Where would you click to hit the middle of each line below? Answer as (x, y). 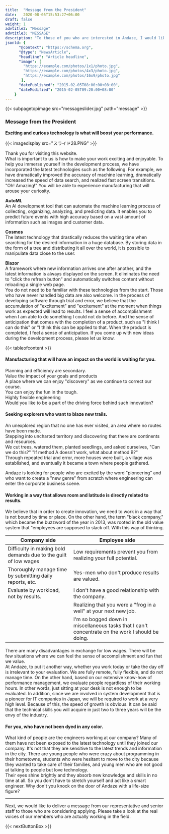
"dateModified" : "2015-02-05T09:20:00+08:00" (67, 90)
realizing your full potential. (105, 558)
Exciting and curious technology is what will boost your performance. (79, 133)
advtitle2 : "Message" (28, 29)
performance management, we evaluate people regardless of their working (83, 683)
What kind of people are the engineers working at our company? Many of (81, 738)
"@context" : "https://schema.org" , (56, 47)
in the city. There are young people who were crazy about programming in (82, 754)
